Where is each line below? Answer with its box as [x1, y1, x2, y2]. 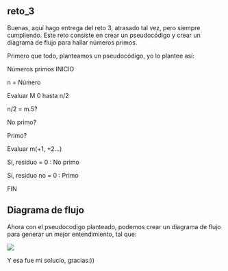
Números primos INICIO [7, 64, 75, 73]
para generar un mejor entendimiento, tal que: [7, 230, 137, 238]
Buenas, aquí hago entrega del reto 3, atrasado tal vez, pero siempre [7, 23, 201, 32]
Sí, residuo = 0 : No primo [7, 158, 80, 166]
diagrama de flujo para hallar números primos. [7, 38, 138, 47]
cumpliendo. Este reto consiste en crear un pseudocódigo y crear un [7, 31, 201, 39]
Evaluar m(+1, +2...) [7, 144, 62, 153]
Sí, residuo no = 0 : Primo [7, 171, 79, 179]
